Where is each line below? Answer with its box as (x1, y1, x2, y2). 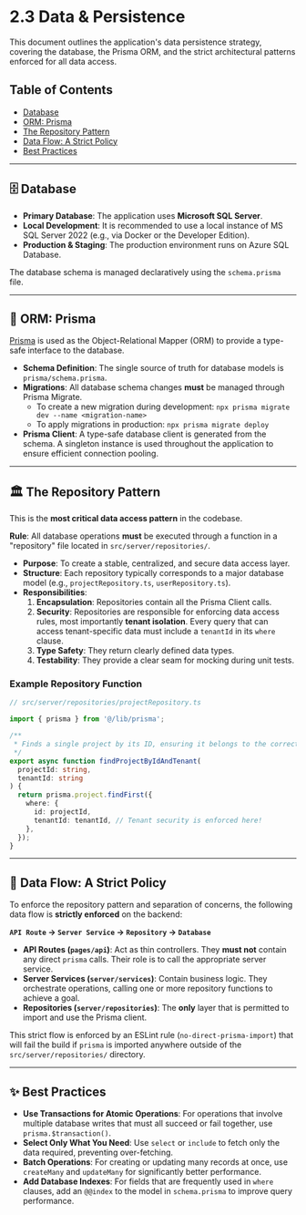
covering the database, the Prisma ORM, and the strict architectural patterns (9, 46, 296, 57)
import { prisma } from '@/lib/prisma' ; (9, 715, 166, 724)
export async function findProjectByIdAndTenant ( (9, 757, 202, 766)
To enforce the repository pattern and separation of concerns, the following (9, 900, 293, 911)
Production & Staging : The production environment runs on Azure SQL (22, 239, 290, 250)
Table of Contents (9, 82, 114, 98)
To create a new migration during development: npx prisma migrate (36, 401, 291, 412)
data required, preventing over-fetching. (22, 1147, 174, 1158)
